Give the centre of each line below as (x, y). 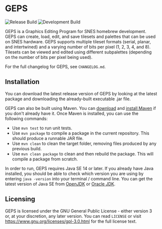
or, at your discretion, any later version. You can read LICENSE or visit (73, 216)
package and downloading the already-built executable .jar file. (68, 99)
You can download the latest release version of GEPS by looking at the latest (81, 93)
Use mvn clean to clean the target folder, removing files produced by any (84, 143)
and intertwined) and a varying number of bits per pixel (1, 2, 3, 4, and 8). (78, 47)
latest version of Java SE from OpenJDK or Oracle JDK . (60, 184)
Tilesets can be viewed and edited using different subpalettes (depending (78, 52)
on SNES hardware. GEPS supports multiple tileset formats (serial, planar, (78, 41)
